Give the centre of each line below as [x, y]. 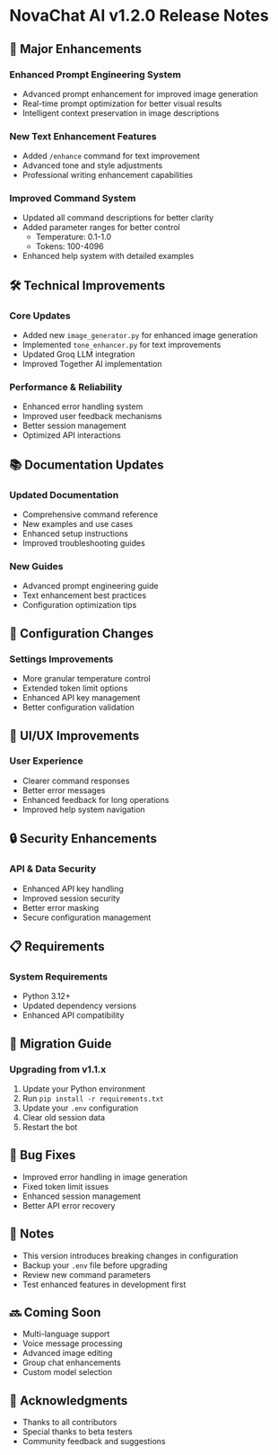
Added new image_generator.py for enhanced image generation [140, 335]
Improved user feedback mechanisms [92, 416]
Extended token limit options [75, 688]
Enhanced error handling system [83, 406]
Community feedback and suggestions [94, 1442]
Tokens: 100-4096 [70, 246]
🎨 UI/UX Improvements [74, 735]
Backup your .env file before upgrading [95, 1265]
